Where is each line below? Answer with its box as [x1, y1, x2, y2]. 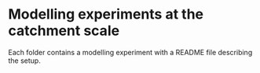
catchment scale [8, 22, 120, 40]
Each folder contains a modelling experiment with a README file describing [8, 47, 253, 57]
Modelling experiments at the [8, 5, 204, 23]
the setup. [8, 56, 41, 65]
